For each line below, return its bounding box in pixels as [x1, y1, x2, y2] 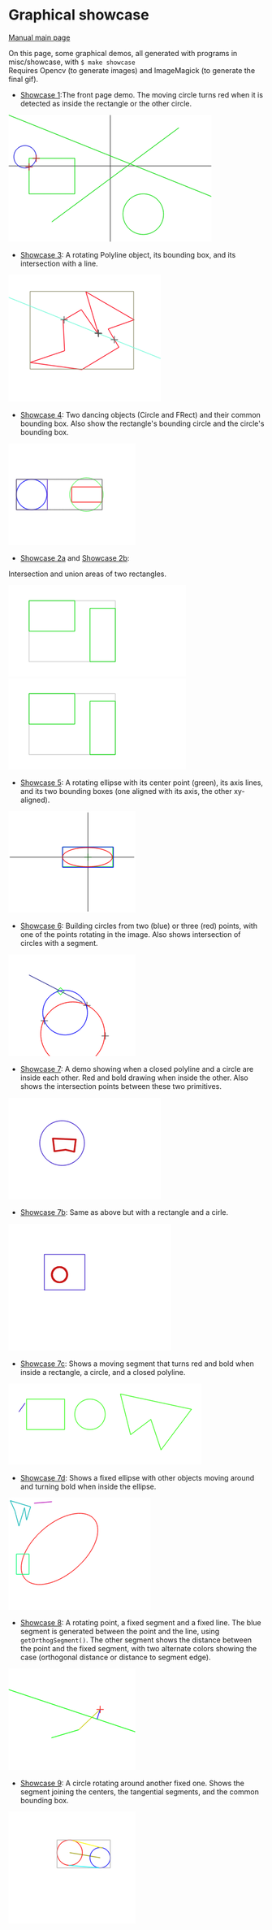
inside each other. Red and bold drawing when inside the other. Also [19, 1073, 249, 1082]
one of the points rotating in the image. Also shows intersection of [19, 929, 241, 939]
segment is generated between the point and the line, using [19, 1626, 220, 1636]
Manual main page [8, 33, 71, 42]
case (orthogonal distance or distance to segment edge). [19, 1652, 211, 1662]
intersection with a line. [19, 258, 99, 268]
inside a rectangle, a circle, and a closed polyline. [19, 1367, 186, 1377]
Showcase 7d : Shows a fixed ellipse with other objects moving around [19, 1472, 255, 1482]
